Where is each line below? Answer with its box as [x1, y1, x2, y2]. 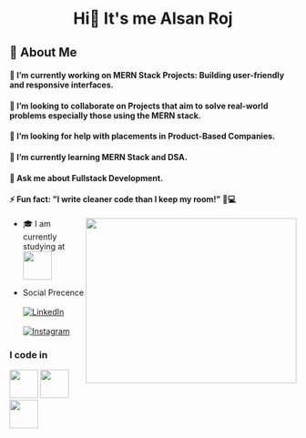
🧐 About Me [9, 45, 77, 60]
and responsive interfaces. [9, 79, 114, 90]
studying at [22, 240, 66, 251]
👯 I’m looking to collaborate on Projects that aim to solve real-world [9, 100, 269, 111]
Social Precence [22, 287, 85, 298]
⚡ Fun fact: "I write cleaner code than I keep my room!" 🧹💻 [9, 194, 237, 205]
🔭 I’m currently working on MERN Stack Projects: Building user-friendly [9, 70, 285, 81]
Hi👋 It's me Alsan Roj [73, 8, 233, 29]
